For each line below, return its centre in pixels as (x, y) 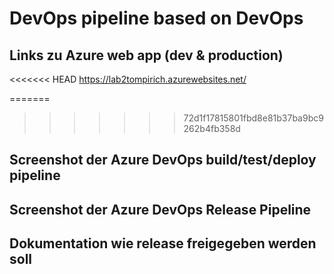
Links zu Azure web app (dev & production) (146, 55)
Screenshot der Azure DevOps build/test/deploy (163, 160)
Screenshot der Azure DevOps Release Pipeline (160, 209)
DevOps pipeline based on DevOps (156, 18)
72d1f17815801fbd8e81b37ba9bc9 (253, 118)
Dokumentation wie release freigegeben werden (163, 243)
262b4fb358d (212, 128)
